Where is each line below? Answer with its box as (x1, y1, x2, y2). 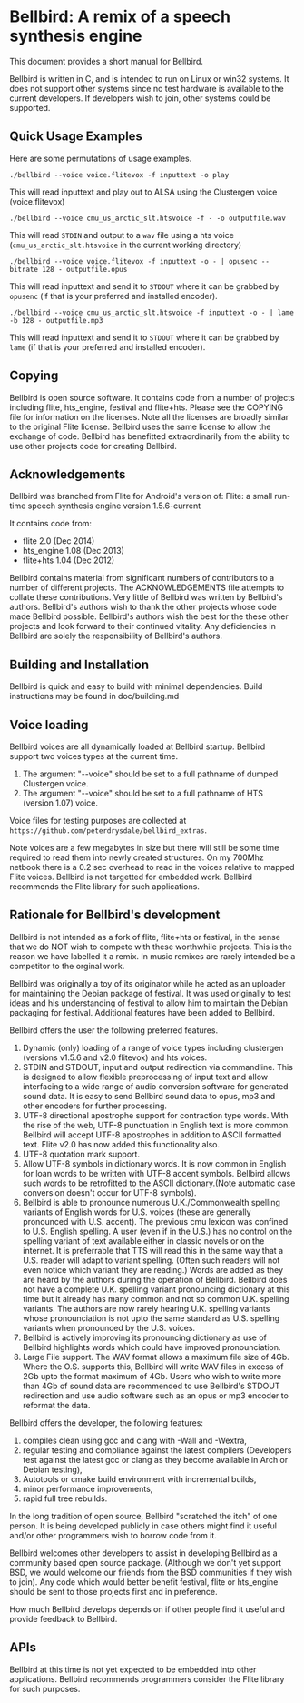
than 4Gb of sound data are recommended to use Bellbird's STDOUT (22, 1380, 280, 1391)
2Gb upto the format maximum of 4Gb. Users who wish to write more (22, 1370, 282, 1381)
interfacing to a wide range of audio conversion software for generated (22, 1080, 289, 1092)
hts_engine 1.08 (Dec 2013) (22, 546, 125, 556)
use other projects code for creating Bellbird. (9, 440, 177, 451)
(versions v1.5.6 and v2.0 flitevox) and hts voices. (22, 1052, 208, 1063)
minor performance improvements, (22, 1483, 153, 1494)
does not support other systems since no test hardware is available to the (9, 83, 284, 94)
